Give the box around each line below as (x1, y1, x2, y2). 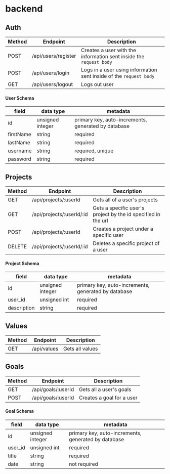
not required (69, 461, 99, 468)
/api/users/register (32, 53, 76, 59)
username (8, 147, 32, 154)
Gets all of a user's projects (93, 196, 158, 203)
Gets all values (63, 345, 98, 352)
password (8, 155, 31, 162)
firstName (8, 131, 31, 138)
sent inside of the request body (80, 73, 155, 79)
